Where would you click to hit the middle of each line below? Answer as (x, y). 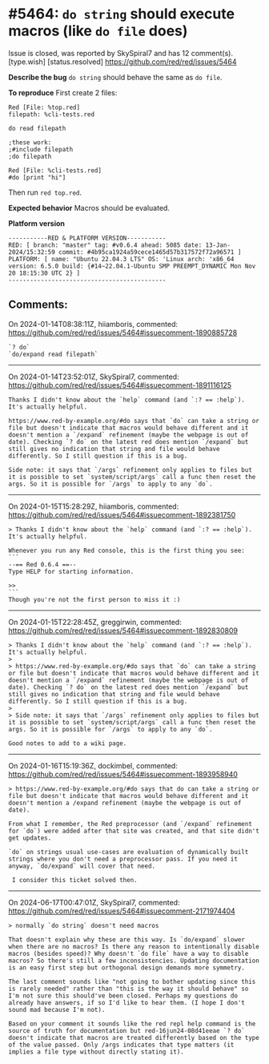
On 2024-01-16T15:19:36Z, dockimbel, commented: (93, 765)
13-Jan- (218, 245)
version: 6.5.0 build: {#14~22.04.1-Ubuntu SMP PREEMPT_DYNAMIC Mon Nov (132, 266)
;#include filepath (41, 149)
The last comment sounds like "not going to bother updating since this (132, 981)
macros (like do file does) (98, 31)
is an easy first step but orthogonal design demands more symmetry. (127, 967)
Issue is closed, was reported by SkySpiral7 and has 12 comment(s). (121, 53)
